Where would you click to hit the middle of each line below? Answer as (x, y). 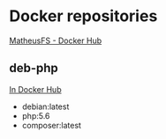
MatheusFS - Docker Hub (56, 40)
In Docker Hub (35, 89)
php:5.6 (36, 115)
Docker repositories (83, 16)
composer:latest (52, 125)
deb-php (34, 68)
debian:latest (45, 106)
